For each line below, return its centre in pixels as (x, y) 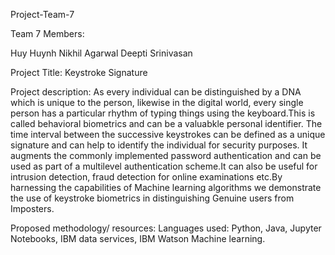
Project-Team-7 (42, 14)
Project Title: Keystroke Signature (79, 72)
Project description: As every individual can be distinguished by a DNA (156, 92)
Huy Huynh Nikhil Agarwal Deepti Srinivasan (101, 53)
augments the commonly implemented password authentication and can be (166, 155)
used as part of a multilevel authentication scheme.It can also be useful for (164, 166)
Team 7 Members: (47, 33)
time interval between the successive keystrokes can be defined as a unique (168, 134)
